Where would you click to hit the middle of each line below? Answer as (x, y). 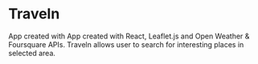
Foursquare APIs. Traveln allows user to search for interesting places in (126, 44)
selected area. (32, 53)
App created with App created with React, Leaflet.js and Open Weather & (129, 36)
